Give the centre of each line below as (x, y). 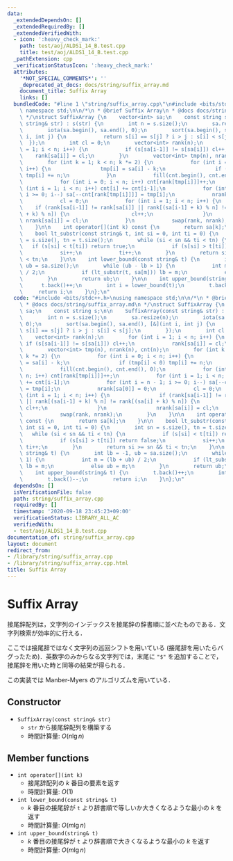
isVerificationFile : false (52, 492)
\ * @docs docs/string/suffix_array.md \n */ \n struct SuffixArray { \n (122, 305)
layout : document (32, 544)
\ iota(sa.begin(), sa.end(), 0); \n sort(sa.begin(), (121, 130)
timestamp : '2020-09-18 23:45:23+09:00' (72, 512)
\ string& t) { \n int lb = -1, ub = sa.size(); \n (104, 453)
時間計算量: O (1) (51, 792)
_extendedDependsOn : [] (48, 20)
